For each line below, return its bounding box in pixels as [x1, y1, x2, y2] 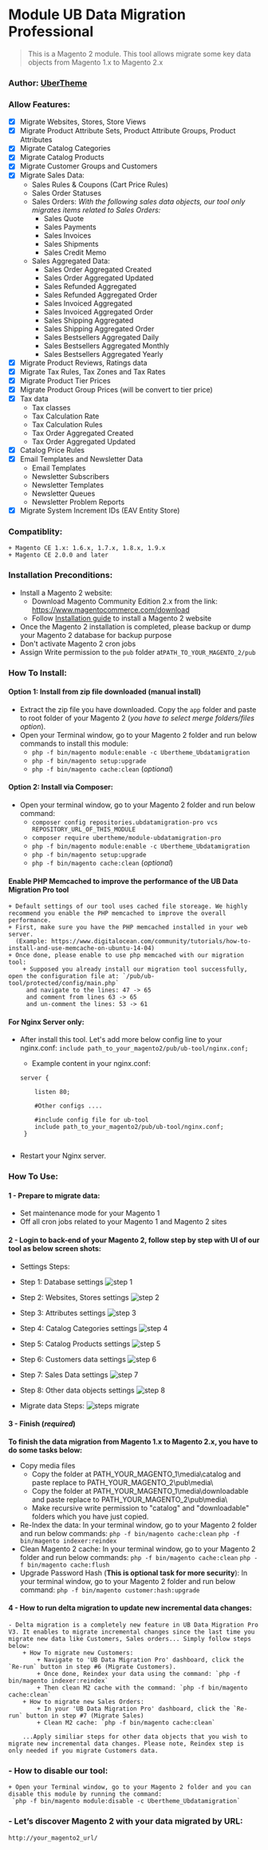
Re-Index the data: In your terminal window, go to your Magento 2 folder [19, 1519, 258, 1530]
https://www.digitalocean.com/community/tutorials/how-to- [50, 937, 251, 945]
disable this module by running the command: [8, 1790, 162, 1798]
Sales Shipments [43, 239, 99, 248]
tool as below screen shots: [8, 1244, 101, 1254]
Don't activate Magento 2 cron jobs [19, 639, 136, 648]
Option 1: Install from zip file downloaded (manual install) [8, 687, 202, 696]
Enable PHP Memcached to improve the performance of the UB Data [8, 876, 238, 885]
